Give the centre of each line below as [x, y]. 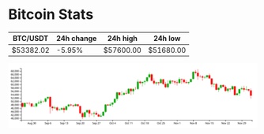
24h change [77, 39]
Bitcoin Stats [51, 15]
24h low [167, 39]
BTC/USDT [31, 39]
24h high [123, 39]
